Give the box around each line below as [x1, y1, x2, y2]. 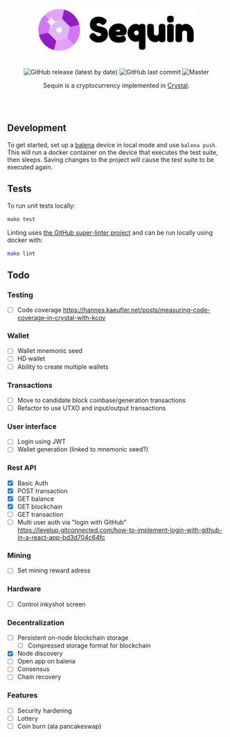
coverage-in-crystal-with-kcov [17, 314, 106, 322]
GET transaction [17, 511, 64, 518]
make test [7, 215, 36, 223]
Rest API [7, 463, 37, 473]
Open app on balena [17, 657, 76, 665]
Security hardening [17, 706, 73, 715]
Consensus [17, 665, 50, 673]
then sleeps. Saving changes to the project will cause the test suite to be [7, 155, 215, 164]
